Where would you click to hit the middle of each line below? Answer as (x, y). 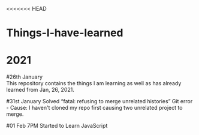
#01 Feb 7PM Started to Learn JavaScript (57, 126)
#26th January (25, 77)
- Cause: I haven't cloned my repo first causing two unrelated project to (94, 108)
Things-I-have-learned (65, 33)
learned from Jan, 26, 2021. (40, 90)
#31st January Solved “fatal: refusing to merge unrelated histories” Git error (99, 101)
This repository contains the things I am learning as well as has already (94, 83)
